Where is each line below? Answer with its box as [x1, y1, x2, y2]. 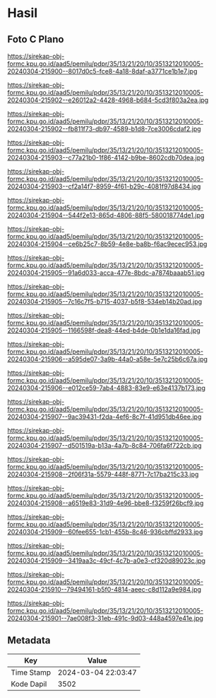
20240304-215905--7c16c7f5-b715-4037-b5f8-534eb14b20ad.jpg [7, 298, 203, 305]
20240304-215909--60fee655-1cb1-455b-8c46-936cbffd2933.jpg [7, 528, 203, 536]
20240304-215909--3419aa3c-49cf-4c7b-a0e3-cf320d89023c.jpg [7, 556, 206, 565]
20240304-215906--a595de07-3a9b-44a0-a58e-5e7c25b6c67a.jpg [7, 355, 208, 363]
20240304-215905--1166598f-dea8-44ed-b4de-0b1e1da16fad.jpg [7, 326, 201, 334]
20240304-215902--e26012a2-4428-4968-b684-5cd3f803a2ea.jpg [7, 96, 209, 104]
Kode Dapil [11, 679, 47, 689]
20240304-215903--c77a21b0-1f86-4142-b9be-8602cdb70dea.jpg [7, 154, 205, 162]
